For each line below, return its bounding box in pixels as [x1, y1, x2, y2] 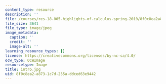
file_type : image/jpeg [5, 26, 52, 31]
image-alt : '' [9, 44, 39, 49]
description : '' [5, 12, 39, 17]
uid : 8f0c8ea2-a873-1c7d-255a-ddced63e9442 [5, 72, 96, 77]
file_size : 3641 [5, 21, 39, 26]
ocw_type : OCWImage [5, 58, 45, 63]
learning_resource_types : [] [5, 48, 65, 53]
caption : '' [9, 35, 35, 40]
